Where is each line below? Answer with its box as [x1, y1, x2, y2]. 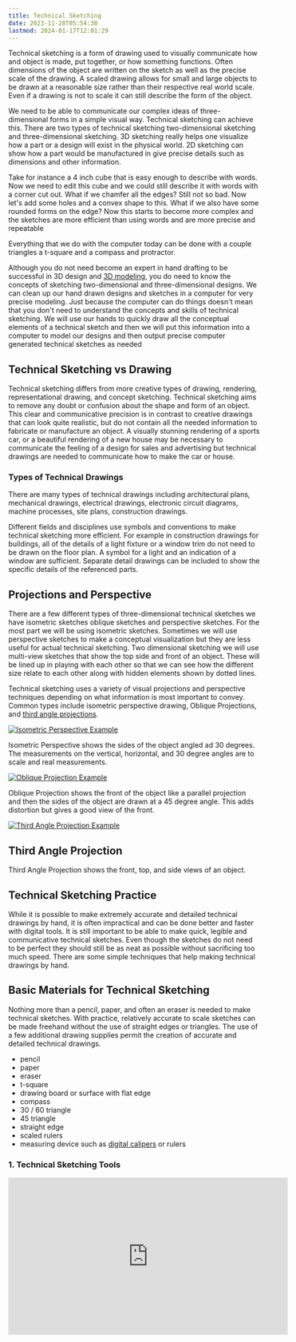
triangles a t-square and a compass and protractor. [8, 248, 176, 257]
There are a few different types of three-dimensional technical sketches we [8, 609, 256, 619]
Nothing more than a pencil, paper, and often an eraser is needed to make [8, 1004, 251, 1014]
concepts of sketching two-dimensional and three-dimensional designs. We [8, 280, 258, 290]
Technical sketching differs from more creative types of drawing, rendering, [8, 384, 258, 394]
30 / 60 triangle [19, 1105, 72, 1114]
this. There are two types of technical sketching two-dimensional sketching [8, 123, 256, 133]
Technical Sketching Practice [8, 888, 157, 902]
